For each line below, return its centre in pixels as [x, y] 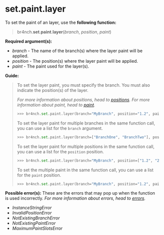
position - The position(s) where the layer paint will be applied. [75, 61]
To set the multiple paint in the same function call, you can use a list [85, 170]
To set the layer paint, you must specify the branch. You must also [83, 85]
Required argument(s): [29, 41]
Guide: [12, 75]
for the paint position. [39, 175]
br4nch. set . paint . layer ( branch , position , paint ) [64, 32]
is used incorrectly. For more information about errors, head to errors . [75, 199]
